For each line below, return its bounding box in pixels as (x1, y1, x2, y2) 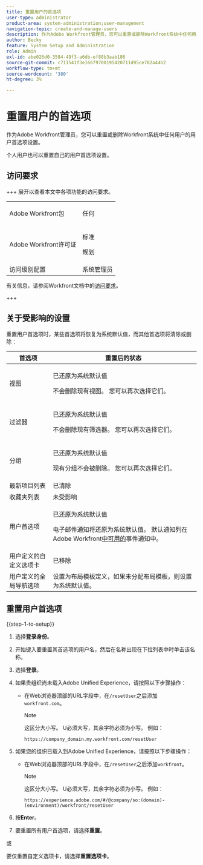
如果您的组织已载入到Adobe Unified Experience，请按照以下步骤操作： (14, 747, 192, 755)
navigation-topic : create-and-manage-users (6, 25, 118, 32)
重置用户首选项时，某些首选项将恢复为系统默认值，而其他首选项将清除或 (6, 330, 186, 337)
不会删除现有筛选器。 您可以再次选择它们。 (53, 425, 176, 434)
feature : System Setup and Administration (6, 43, 115, 49)
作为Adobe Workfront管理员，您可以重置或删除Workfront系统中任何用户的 (6, 131, 191, 138)
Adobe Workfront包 (9, 209, 65, 217)
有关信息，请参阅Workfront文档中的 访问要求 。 (6, 282, 122, 289)
